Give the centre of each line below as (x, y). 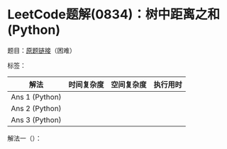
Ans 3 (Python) (36, 119)
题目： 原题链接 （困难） (41, 50)
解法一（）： (24, 138)
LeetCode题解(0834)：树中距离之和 (113, 14)
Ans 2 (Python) (36, 108)
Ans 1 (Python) (36, 97)
